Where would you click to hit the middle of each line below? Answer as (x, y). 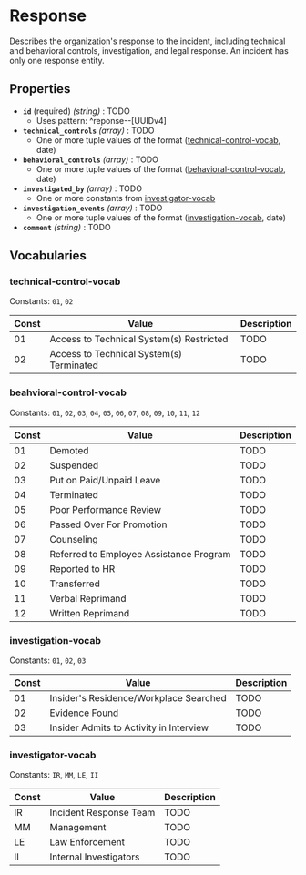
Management (78, 828)
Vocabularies (48, 256)
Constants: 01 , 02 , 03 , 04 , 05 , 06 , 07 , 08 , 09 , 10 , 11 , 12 (105, 412)
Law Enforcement (87, 842)
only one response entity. (57, 60)
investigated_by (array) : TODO (82, 188)
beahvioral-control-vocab (68, 392)
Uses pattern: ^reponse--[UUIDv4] (101, 120)
